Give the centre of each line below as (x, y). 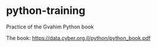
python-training (46, 11)
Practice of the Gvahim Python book (50, 27)
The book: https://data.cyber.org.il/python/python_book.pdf (78, 38)
